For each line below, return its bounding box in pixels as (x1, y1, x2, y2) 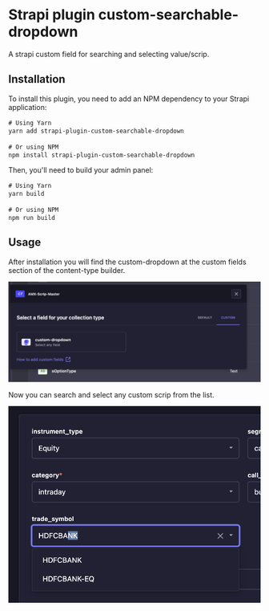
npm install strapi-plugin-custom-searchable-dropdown (8, 151, 195, 159)
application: (8, 102, 47, 112)
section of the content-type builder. (8, 265, 126, 275)
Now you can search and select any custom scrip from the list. (8, 389, 215, 399)
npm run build (8, 214, 56, 222)
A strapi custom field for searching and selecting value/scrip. (8, 49, 210, 59)
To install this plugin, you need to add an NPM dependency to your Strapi (8, 94, 250, 104)
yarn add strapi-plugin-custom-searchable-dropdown (8, 127, 184, 135)
